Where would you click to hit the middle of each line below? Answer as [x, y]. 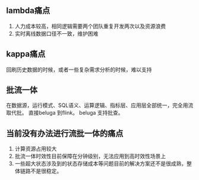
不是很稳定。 [46, 171]
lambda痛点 [28, 11]
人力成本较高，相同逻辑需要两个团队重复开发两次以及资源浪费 [90, 26]
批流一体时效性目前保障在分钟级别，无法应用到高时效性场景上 [90, 156]
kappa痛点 [26, 54]
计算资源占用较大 [36, 149]
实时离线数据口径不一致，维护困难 [56, 33]
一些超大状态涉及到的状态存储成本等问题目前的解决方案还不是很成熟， [101, 164]
